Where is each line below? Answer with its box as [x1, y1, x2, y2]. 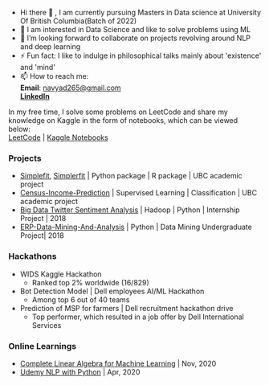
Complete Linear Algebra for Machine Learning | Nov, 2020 [19, 358, 217, 368]
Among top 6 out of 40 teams [31, 294, 130, 305]
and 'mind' [19, 63, 56, 72]
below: [8, 125, 31, 133]
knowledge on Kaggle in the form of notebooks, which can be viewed [8, 116, 238, 125]
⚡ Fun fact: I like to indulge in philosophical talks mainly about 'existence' [19, 51, 262, 60]
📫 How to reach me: [19, 72, 89, 80]
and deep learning [19, 42, 81, 51]
